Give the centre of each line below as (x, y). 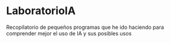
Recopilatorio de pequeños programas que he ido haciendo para (85, 27)
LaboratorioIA (41, 11)
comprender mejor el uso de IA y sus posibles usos (69, 33)
